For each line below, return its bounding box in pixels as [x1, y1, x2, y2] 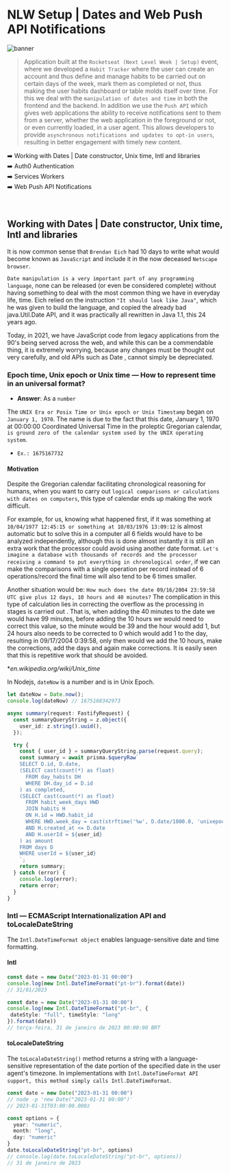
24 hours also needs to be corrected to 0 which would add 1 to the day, [7, 629, 208, 638]
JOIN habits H [25, 805, 66, 812]
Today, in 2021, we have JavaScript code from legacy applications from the [7, 331, 220, 339]
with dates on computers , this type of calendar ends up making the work [7, 495, 213, 503]
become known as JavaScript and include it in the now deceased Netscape [7, 254, 218, 262]
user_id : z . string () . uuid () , [19, 722, 103, 730]
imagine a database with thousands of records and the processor [7, 552, 197, 559]
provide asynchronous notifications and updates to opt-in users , [23, 131, 215, 139]
